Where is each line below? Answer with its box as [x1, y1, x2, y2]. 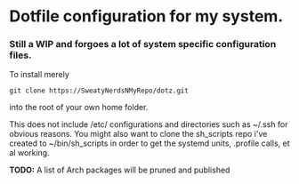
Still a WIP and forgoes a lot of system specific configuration [9, 38, 277, 51]
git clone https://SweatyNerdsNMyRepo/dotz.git [9, 86, 190, 95]
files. [9, 49, 32, 61]
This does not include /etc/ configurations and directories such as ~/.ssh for [9, 119, 288, 130]
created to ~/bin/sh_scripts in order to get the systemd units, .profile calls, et [9, 138, 290, 148]
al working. [9, 148, 51, 158]
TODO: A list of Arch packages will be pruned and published [9, 164, 230, 175]
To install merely [9, 69, 69, 80]
